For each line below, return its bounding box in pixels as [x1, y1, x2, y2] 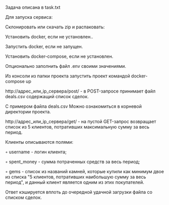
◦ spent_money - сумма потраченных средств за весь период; [5, 159, 140, 165]
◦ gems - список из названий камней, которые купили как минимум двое [5, 169, 164, 174]
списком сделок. [5, 194, 42, 200]
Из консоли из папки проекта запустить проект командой [5, 73, 130, 79]
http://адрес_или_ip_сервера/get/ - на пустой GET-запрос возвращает [5, 118, 156, 125]
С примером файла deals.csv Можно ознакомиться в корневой [5, 103, 142, 109]
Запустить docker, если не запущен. [5, 44, 83, 50]
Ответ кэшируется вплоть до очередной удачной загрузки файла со [5, 189, 153, 195]
